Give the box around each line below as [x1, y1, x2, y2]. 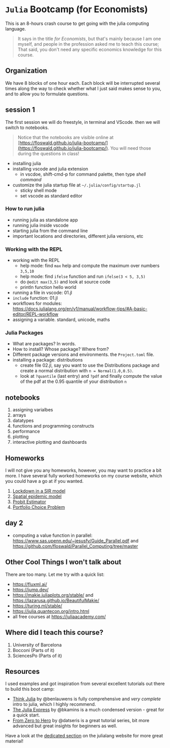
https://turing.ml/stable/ [12, 603, 62, 609]
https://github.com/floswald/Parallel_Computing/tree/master [12, 543, 138, 549]
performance [12, 428, 40, 435]
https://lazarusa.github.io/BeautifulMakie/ [12, 597, 100, 603]
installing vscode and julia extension [12, 166, 89, 172]
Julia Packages [5, 329, 44, 336]
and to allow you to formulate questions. [5, 90, 90, 97]
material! [5, 738, 24, 744]
